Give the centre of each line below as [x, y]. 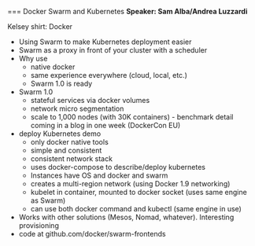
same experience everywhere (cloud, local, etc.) [109, 75]
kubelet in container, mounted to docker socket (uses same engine [139, 192]
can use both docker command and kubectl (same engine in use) [136, 209]
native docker [53, 67]
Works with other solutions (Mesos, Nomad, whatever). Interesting [126, 217]
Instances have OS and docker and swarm [99, 175]
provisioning [39, 226]
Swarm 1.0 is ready [61, 83]
